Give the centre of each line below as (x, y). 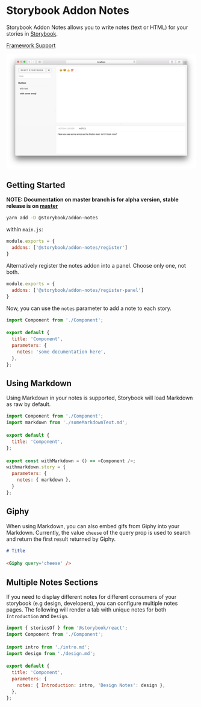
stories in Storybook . (32, 33)
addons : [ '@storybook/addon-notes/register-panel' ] (78, 290)
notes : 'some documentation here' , (62, 352)
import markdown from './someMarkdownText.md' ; (67, 423)
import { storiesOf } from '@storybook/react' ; (67, 628)
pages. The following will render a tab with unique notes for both (86, 610)
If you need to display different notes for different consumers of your (91, 597)
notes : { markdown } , (44, 480)
